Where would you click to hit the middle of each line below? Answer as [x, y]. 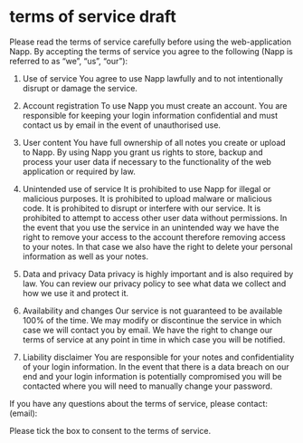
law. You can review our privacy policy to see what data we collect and [154, 284]
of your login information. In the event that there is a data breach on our [156, 366]
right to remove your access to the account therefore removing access [154, 236]
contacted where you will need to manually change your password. [147, 386]
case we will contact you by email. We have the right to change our [147, 330]
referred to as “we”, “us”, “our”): [69, 61]
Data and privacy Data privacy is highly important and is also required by [158, 274]
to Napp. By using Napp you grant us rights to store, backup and [143, 152]
